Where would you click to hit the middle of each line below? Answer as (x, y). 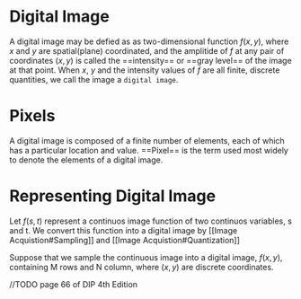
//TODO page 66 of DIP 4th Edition (73, 284)
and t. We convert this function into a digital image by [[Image (124, 230)
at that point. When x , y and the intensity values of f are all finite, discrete (145, 70)
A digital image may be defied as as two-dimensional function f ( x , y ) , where (149, 41)
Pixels (32, 116)
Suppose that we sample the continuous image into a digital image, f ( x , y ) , (146, 257)
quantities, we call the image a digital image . (94, 79)
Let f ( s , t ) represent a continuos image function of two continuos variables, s (150, 221)
